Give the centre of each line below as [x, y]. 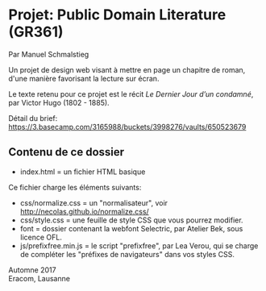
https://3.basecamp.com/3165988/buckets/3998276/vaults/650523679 [127, 127]
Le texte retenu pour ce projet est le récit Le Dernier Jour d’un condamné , [131, 94]
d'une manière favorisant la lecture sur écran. [84, 78]
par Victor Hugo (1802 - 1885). [59, 102]
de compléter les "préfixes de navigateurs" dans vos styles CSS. [127, 254]
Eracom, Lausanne [39, 278]
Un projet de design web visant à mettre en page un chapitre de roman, [127, 69]
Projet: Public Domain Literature [117, 15]
